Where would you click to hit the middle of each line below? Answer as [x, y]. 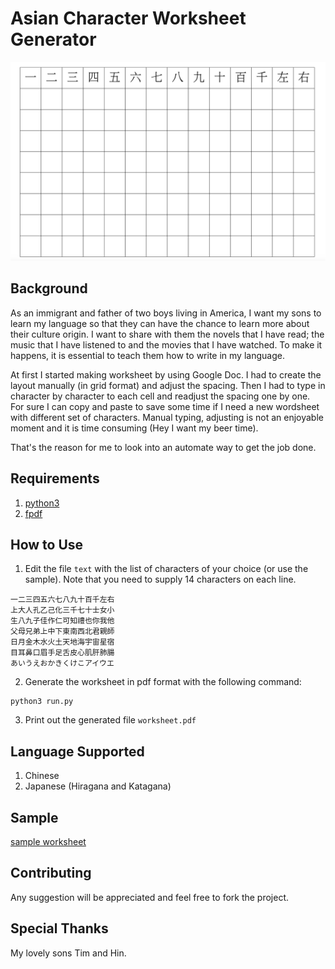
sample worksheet [48, 841]
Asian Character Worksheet [128, 18]
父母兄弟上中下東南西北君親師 [62, 632]
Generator [53, 39]
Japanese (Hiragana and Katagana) [98, 786]
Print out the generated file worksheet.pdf [110, 720]
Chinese [42, 776]
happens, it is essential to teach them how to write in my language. [147, 355]
